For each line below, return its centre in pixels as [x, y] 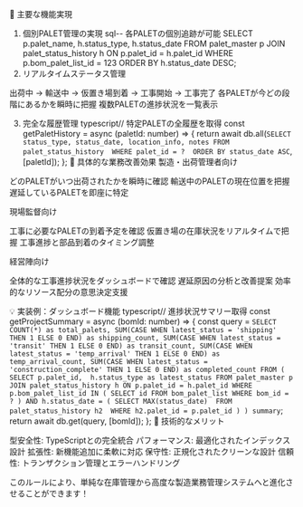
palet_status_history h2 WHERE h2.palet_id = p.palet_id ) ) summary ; [146, 410]
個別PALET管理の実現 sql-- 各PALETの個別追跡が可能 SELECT [137, 33]
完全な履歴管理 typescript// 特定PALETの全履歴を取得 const [134, 123]
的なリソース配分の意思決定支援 [69, 292]
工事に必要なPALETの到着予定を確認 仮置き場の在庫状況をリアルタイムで [146, 231]
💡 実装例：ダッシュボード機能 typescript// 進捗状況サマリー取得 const [140, 311]
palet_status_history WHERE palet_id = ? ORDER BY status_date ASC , [157, 151]
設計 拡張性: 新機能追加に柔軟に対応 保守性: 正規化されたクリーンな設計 [143, 451]
